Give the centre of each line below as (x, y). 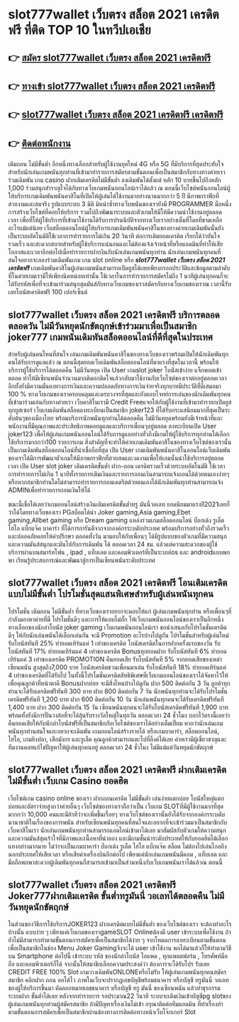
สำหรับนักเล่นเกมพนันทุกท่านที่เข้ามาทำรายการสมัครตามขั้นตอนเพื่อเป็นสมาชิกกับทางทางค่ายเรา (117, 172)
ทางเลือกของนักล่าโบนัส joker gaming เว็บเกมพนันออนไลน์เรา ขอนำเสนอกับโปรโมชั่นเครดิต (117, 627)
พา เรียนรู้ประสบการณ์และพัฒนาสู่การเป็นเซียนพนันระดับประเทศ (82, 560)
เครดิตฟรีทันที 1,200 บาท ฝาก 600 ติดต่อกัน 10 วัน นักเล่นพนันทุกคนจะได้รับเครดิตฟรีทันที (116, 699)
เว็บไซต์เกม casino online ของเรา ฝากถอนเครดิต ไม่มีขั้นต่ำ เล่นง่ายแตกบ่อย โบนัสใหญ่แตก (116, 798)
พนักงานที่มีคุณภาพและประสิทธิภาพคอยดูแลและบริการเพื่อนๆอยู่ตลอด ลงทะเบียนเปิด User (112, 426)
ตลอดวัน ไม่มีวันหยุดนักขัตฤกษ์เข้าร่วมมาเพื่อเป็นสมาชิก (102, 326)
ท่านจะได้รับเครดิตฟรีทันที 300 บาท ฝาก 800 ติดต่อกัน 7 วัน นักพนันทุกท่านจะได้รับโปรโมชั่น (118, 691)
